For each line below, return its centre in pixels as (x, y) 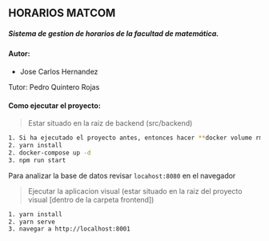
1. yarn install (35, 214)
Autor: (19, 54)
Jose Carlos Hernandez (59, 71)
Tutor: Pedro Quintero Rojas (54, 86)
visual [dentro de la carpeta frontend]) (91, 199)
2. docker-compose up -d (50, 153)
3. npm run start (37, 160)
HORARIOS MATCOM (62, 13)
